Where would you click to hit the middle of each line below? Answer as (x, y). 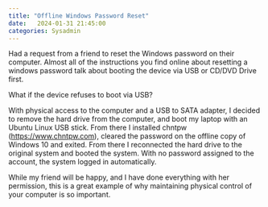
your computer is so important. (60, 195)
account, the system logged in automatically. (82, 162)
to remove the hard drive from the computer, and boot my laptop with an (128, 119)
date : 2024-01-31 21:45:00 (57, 23)
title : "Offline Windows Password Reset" (79, 16)
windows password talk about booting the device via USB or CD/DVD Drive (133, 71)
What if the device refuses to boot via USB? (80, 95)
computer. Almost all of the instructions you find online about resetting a (128, 62)
